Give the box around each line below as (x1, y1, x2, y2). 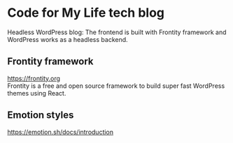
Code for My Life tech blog (7, 5, 165, 21)
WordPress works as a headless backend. (7, 35, 128, 43)
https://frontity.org (7, 74, 61, 82)
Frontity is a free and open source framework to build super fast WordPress (7, 82, 225, 90)
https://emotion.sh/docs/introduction (7, 128, 114, 136)
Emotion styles (7, 110, 74, 121)
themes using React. (7, 89, 66, 97)
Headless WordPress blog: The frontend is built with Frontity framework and (7, 28, 227, 36)
